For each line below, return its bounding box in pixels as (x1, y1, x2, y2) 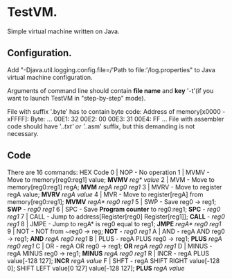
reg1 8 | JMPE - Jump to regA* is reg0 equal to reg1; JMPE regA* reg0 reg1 (7, 219, 222, 228)
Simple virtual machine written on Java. (7, 27, 120, 35)
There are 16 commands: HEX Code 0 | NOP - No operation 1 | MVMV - (7, 168, 210, 176)
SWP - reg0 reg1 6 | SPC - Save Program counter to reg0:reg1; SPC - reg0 (7, 205, 221, 213)
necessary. (7, 129, 39, 137)
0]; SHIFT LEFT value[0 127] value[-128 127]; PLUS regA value (7, 264, 185, 272)
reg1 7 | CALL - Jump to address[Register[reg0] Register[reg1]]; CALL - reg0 (7, 212, 225, 221)
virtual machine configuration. (7, 73, 93, 81)
